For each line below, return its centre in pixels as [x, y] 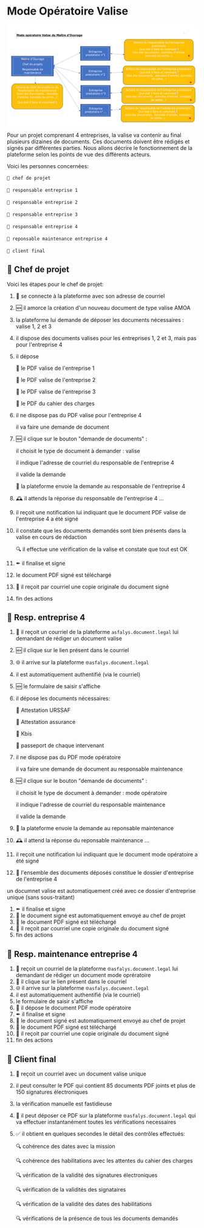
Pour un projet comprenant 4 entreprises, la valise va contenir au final [94, 135]
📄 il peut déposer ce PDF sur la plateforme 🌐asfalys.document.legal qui [106, 1115]
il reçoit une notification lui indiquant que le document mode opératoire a [107, 854]
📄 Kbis [24, 734]
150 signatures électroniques [52, 1092]
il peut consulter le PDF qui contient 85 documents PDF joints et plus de [106, 1085]
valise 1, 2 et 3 [34, 326]
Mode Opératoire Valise [68, 11]
